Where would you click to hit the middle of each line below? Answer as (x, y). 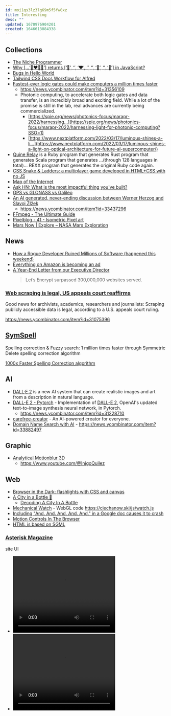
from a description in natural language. (53, 397)
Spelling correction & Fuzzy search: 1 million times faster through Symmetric (86, 348)
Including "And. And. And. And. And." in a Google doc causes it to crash (88, 513)
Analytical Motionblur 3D (39, 458)
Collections (24, 50)
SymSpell (21, 335)
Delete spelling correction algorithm (43, 353)
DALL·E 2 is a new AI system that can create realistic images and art (84, 391)
